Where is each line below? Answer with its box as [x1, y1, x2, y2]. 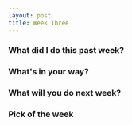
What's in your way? [8, 66, 89, 78]
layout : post [8, 11, 52, 20]
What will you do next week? [8, 88, 122, 99]
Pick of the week [8, 108, 74, 119]
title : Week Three [8, 19, 69, 27]
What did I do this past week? [8, 45, 125, 56]
